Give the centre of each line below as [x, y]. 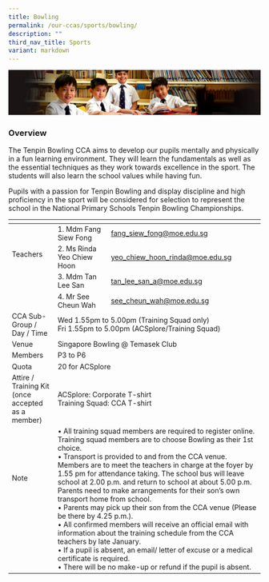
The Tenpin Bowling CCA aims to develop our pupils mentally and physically [134, 150]
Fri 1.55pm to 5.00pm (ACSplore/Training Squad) [139, 329]
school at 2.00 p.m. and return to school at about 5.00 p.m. [155, 482]
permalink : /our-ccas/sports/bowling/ [73, 25]
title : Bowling [34, 17]
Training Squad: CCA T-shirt [104, 403]
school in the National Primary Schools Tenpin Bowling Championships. [126, 208]
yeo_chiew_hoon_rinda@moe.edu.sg [171, 257]
